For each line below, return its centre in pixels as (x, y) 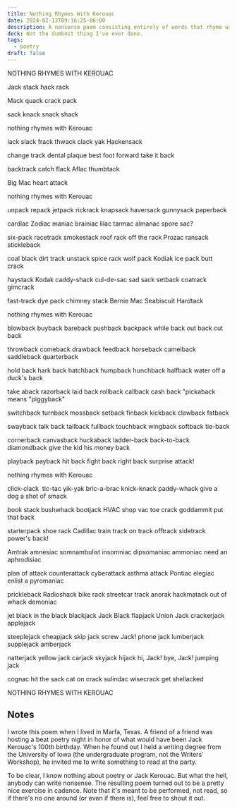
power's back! (28, 538)
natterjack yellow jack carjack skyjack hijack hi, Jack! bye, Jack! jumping (113, 657)
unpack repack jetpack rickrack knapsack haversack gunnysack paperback (117, 209)
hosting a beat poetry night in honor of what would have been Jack (105, 739)
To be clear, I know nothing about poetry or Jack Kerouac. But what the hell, (118, 775)
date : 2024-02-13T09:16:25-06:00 (56, 20)
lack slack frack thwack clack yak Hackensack (75, 141)
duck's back (25, 377)
